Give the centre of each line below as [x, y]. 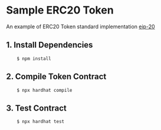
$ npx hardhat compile [45, 90]
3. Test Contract [36, 108]
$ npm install [34, 59]
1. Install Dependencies [50, 45]
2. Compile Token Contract [56, 77]
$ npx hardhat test [41, 122]
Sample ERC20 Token [60, 10]
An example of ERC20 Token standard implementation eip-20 [80, 26]
